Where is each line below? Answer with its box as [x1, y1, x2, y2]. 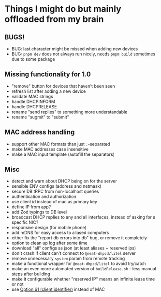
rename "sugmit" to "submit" [11, 114, 70, 120]
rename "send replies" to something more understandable [11, 109, 128, 115]
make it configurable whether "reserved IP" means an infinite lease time [11, 276, 155, 282]
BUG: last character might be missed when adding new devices [11, 46, 138, 51]
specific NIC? [11, 219, 39, 225]
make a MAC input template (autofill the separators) [11, 151, 115, 157]
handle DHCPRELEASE [11, 103, 57, 110]
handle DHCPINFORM [11, 99, 55, 104]
